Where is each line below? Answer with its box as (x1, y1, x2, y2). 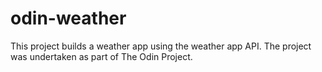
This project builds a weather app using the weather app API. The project (10, 40, 312, 52)
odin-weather (10, 7, 127, 30)
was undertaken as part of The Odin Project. (10, 50, 193, 62)
